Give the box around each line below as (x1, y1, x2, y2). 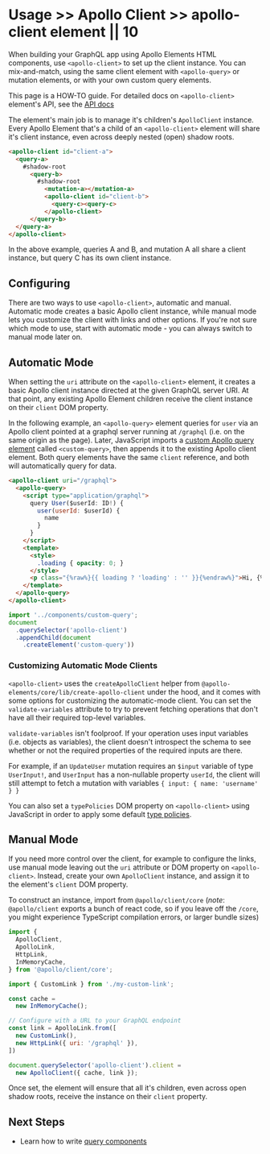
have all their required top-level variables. (8, 712, 146, 722)
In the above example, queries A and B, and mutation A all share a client (8, 244, 247, 255)
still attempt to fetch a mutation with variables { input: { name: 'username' (8, 778, 259, 787)
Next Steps (8, 1115, 65, 1129)
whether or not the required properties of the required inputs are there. (8, 745, 243, 755)
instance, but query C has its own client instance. (8, 253, 171, 263)
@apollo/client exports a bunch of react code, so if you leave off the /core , (8, 904, 259, 914)
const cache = (8, 994, 56, 1002)
